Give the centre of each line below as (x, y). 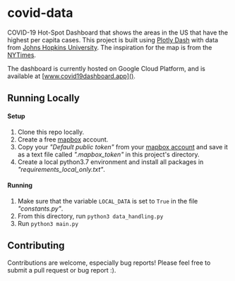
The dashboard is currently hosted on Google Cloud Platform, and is (107, 68)
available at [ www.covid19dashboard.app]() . (72, 76)
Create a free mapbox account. (63, 139)
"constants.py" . (40, 208)
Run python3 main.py (48, 223)
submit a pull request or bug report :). (62, 270)
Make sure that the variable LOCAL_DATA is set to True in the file (108, 201)
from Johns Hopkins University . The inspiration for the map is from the (110, 47)
